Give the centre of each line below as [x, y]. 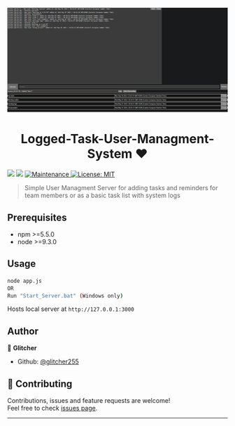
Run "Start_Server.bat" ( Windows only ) [65, 295]
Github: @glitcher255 [48, 361]
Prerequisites [37, 217]
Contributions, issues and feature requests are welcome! [89, 400]
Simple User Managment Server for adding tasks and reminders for [121, 188]
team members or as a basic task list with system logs [102, 195]
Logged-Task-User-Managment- [117, 139]
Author [23, 331]
